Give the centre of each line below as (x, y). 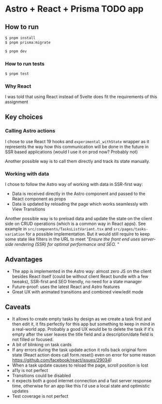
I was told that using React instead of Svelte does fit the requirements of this (81, 97)
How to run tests (25, 64)
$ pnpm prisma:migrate (28, 42)
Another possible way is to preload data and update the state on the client (79, 219)
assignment (17, 102)
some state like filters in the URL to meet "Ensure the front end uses (73, 239)
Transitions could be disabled (41, 375)
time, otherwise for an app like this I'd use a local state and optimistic (81, 386)
